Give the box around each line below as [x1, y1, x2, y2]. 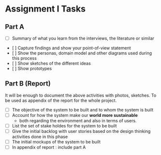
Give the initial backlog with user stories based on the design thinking [12, 128, 151, 134]
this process [12, 56, 37, 61]
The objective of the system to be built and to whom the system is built [12, 107, 154, 113]
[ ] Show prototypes [12, 66, 52, 71]
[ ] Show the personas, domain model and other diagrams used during [12, 50, 152, 56]
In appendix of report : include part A [12, 144, 86, 150]
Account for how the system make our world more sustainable [12, 112, 138, 118]
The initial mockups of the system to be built [12, 139, 101, 145]
